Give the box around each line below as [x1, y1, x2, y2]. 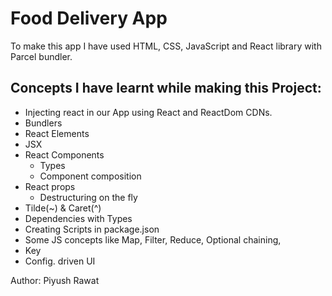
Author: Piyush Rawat [10, 274, 100, 286]
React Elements [24, 127, 90, 139]
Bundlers [24, 117, 63, 129]
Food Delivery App [10, 7, 168, 30]
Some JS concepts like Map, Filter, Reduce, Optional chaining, [24, 233, 282, 246]
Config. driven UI [24, 255, 96, 267]
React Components [24, 148, 105, 161]
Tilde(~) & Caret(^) [24, 202, 102, 214]
